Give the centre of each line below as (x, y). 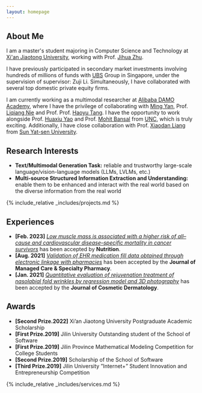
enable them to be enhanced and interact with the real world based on (102, 185)
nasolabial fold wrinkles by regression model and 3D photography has (102, 281)
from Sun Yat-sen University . (42, 132)
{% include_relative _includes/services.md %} (63, 384)
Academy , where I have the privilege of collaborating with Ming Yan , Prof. (97, 106)
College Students (36, 353)
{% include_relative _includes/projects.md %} (63, 203)
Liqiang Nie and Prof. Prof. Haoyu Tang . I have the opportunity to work (93, 113)
